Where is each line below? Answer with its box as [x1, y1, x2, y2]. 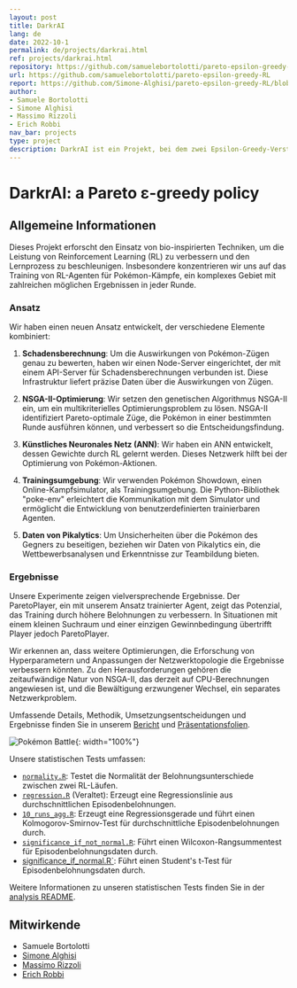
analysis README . [9, 891, 76, 902]
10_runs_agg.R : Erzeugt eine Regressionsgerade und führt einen [21, 808, 255, 820]
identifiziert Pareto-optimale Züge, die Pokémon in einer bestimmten [21, 412, 271, 423]
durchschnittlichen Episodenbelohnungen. [21, 799, 177, 810]
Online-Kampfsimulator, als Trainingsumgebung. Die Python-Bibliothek [21, 484, 280, 494]
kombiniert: [9, 331, 50, 341]
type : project [9, 136, 62, 145]
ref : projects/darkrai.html [9, 54, 113, 63]
